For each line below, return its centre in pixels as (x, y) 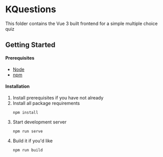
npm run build (28, 150)
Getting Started (30, 45)
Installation (17, 86)
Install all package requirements (46, 103)
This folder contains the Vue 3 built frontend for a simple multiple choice (81, 23)
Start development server (40, 122)
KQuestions (31, 9)
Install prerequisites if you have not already (58, 97)
